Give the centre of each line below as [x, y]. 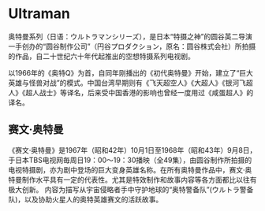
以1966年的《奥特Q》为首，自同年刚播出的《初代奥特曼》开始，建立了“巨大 [131, 72]
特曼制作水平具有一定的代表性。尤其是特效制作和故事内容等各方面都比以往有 [132, 180]
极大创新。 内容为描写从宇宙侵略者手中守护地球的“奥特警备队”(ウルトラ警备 [131, 189]
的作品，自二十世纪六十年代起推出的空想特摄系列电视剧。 [101, 56]
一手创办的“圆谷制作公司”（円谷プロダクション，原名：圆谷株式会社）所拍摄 [132, 46]
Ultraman [39, 14]
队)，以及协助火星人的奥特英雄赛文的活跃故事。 [86, 199]
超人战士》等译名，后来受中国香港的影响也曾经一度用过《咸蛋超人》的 [139, 92]
